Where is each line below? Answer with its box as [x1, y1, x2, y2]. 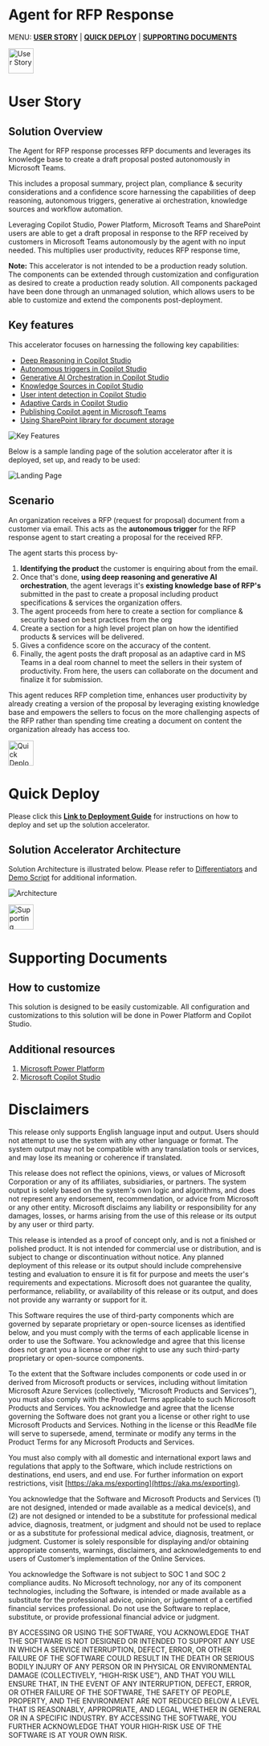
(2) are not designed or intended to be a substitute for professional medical [8, 1511, 257, 1521]
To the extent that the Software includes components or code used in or [8, 1369, 247, 1378]
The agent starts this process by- [8, 548, 119, 557]
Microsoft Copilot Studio [19, 1072, 101, 1083]
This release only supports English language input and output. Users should [8, 1128, 259, 1137]
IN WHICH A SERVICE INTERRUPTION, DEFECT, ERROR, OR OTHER [8, 1645, 232, 1654]
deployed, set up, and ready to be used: [8, 454, 141, 464]
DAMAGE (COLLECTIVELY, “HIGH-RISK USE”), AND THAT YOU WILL [8, 1670, 236, 1680]
